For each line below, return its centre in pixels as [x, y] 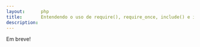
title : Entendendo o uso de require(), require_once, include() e [98, 17]
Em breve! [18, 39]
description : [22, 22]
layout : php [28, 11]
